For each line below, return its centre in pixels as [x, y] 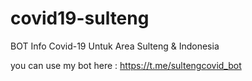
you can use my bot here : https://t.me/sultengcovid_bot [126, 65]
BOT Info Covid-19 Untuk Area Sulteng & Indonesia [115, 46]
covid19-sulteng [80, 18]
